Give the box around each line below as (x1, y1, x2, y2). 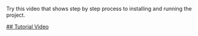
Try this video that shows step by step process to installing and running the (6, 5, 192, 12)
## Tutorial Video (6, 23, 49, 30)
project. (6, 11, 26, 19)
